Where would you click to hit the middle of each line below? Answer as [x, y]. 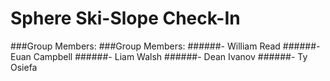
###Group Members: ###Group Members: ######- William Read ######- [165, 46]
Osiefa [24, 67]
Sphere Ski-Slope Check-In [125, 18]
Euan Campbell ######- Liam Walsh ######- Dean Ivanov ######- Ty [159, 56]
